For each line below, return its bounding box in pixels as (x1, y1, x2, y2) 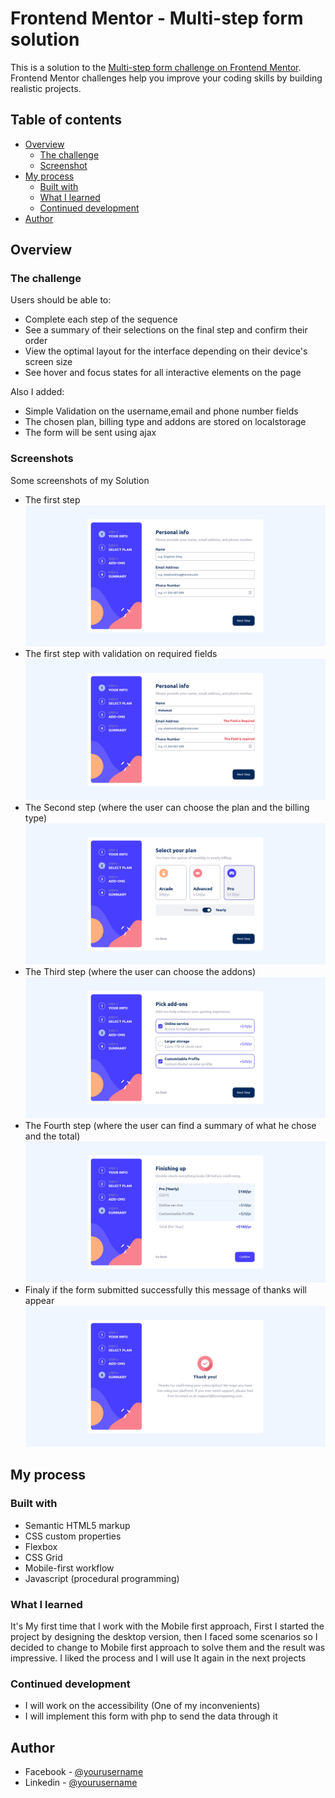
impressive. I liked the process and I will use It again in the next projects (10, 1652, 307, 1664)
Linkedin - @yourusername (24, 1777, 138, 1789)
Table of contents (10, 112, 122, 129)
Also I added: (10, 386, 65, 398)
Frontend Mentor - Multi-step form (10, 7, 304, 30)
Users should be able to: (10, 294, 112, 306)
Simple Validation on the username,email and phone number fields (24, 405, 299, 417)
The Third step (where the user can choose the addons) (24, 965, 256, 977)
